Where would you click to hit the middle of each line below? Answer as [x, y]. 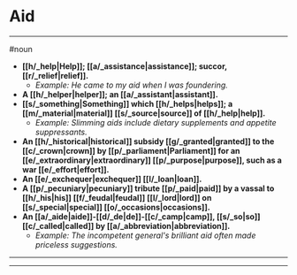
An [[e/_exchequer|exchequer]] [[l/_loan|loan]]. [112, 179]
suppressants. [61, 132]
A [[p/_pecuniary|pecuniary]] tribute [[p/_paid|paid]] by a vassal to [148, 188]
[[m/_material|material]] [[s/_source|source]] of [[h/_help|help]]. [144, 113]
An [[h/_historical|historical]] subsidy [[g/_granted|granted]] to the [148, 141]
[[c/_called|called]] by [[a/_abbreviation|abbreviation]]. [126, 225]
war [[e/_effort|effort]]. [65, 169]
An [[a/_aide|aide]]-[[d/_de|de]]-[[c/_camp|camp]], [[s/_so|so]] [141, 216]
